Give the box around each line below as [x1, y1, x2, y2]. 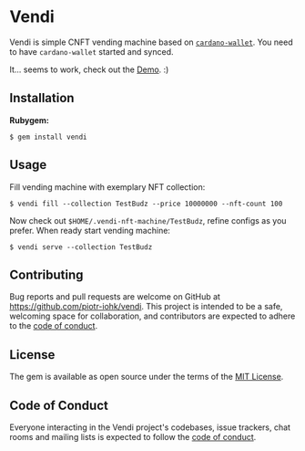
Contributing [9, 267, 84, 282]
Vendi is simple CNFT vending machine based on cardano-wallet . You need [9, 37, 293, 47]
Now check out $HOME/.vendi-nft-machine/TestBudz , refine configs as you [9, 215, 287, 225]
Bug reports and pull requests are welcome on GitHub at [9, 291, 221, 302]
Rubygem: [9, 114, 50, 125]
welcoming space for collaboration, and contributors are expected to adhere [9, 310, 296, 321]
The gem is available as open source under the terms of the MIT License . [9, 372, 284, 383]
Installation [9, 90, 75, 106]
